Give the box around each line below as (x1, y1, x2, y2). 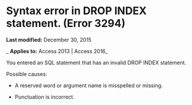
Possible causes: (6, 70, 47, 77)
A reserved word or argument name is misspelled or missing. (14, 81, 163, 89)
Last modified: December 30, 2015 (6, 36, 92, 43)
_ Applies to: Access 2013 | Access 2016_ (6, 47, 108, 54)
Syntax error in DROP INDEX (6, 4, 147, 18)
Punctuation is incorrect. (14, 93, 75, 100)
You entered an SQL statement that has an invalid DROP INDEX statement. (6, 59, 187, 66)
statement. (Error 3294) (6, 17, 126, 30)
